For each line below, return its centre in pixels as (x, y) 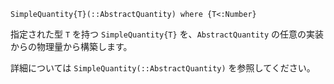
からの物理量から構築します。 (71, 46)
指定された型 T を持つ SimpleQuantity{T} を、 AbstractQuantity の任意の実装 (167, 34)
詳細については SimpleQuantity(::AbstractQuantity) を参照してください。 (163, 68)
